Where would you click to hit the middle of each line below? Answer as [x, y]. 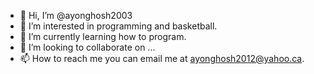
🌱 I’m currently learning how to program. [103, 36]
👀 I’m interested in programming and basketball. [118, 26]
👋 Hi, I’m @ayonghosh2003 [76, 15]
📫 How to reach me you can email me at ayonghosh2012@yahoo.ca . [162, 58]
